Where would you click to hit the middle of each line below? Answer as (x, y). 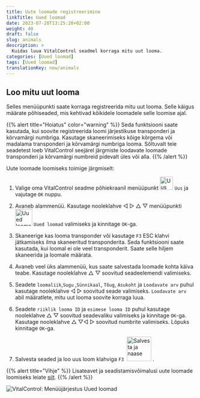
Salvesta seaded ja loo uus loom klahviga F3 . (84, 359)
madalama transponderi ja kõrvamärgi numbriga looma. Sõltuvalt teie (92, 144)
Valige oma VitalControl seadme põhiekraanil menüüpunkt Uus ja (102, 188)
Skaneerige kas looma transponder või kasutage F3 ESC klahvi (92, 236)
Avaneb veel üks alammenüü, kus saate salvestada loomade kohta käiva (104, 267)
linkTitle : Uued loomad (36, 17)
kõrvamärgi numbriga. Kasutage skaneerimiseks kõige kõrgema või (89, 138)
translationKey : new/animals (43, 68)
